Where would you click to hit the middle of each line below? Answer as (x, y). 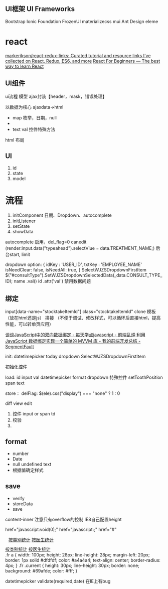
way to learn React (25, 66)
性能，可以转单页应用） (29, 324)
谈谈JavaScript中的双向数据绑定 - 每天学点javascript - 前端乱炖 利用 (75, 335)
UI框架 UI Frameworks (40, 9)
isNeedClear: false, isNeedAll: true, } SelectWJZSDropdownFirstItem (76, 270)
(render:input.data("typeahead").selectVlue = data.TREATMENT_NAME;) (80, 248)
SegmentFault (20, 347)
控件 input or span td (34, 414)
